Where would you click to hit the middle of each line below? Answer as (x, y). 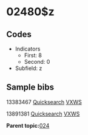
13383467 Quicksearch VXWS (44, 102)
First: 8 (33, 55)
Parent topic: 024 (28, 125)
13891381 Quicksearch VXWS (43, 114)
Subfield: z (29, 68)
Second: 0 (37, 62)
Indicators (28, 49)
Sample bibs (30, 87)
